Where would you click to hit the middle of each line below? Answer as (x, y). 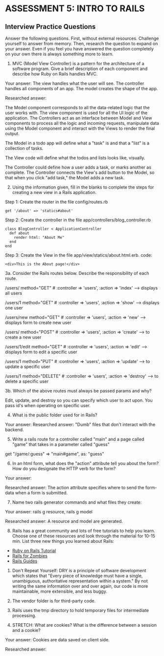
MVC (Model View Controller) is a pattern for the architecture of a (78, 63)
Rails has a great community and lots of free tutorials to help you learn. (83, 531)
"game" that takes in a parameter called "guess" (61, 444)
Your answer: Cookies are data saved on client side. (58, 640)
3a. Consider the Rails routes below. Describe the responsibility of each (77, 273)
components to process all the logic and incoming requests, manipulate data (82, 123)
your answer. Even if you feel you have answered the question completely (80, 49)
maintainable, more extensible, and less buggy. (60, 591)
